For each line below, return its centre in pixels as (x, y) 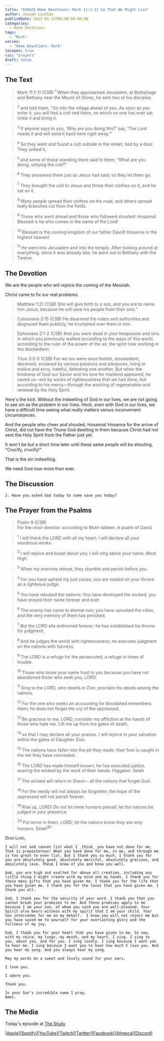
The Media (22, 1012)
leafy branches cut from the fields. (52, 206)
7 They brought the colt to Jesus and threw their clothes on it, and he (86, 185)
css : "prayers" (21, 55)
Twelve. (25, 258)
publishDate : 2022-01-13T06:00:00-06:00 (47, 19)
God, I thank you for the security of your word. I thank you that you (80, 898)
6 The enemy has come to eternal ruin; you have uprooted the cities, (86, 610)
